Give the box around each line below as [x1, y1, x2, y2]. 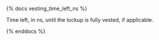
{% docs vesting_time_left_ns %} [6, 5, 88, 12]
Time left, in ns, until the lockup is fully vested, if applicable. [6, 16, 154, 23]
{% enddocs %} [6, 28, 46, 35]
